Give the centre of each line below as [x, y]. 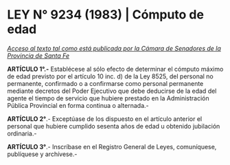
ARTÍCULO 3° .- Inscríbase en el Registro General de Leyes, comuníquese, [112, 146]
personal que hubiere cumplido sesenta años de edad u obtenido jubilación [114, 126]
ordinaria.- [22, 133]
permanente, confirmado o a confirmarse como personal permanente [105, 83]
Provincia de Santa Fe [38, 56]
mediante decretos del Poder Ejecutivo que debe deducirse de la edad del [112, 91]
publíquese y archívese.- [42, 154]
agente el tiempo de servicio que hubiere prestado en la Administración [108, 98]
